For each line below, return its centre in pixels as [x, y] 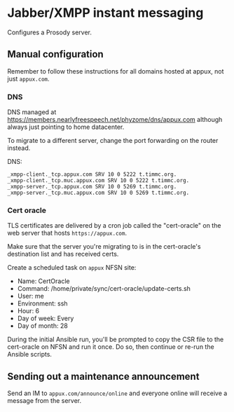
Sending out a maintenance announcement [103, 376]
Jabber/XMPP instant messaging [105, 13]
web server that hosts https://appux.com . [67, 233]
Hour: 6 [28, 311]
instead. [19, 148]
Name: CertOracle [43, 281]
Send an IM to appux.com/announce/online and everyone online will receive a [117, 393]
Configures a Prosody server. [50, 32]
